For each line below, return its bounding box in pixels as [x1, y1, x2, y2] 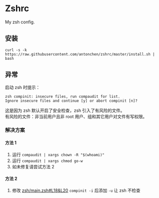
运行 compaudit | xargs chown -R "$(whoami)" [12, 151, 105, 157]
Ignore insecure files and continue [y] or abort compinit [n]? [5, 98, 138, 103]
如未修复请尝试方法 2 [12, 163, 55, 169]
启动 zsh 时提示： [5, 84, 40, 90]
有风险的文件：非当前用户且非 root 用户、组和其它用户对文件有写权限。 [5, 113, 147, 119]
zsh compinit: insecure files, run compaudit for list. [5, 94, 120, 99]
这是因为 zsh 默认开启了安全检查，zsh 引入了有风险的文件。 [5, 108, 125, 113]
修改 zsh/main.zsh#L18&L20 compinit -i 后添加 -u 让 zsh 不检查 [12, 187, 141, 193]
